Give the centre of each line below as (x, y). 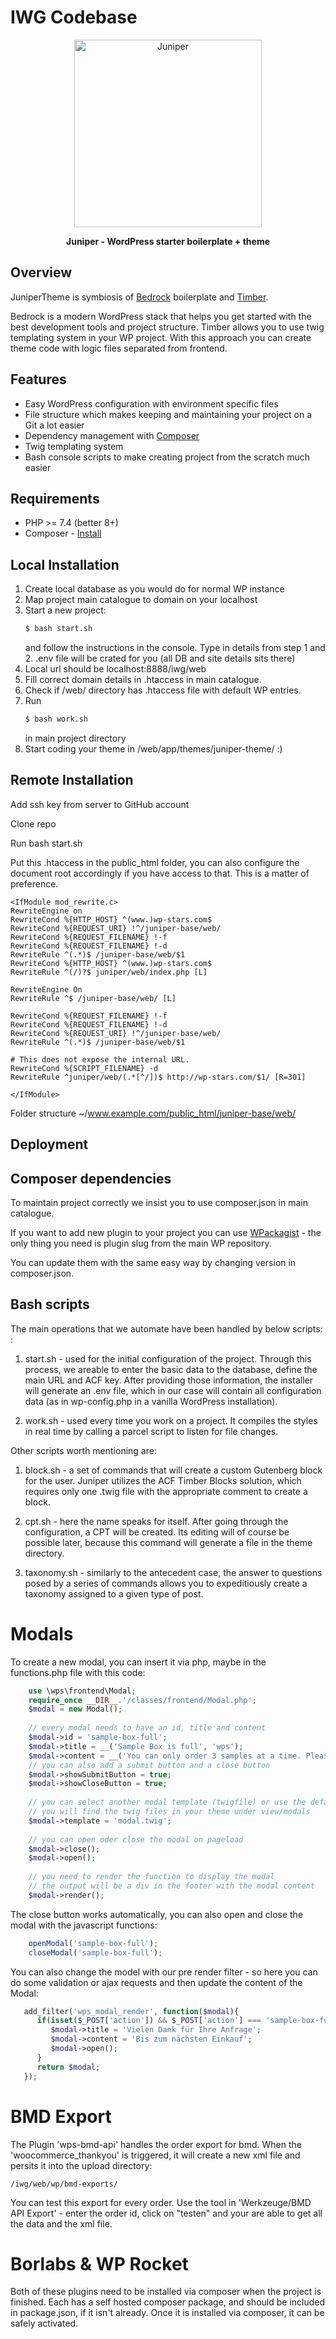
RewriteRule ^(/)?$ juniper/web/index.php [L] (109, 972)
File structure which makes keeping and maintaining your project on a (168, 414)
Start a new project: (65, 610)
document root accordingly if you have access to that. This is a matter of (160, 873)
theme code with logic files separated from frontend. (119, 348)
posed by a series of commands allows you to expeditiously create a (166, 1583)
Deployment (49, 1144)
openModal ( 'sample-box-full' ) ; (93, 1943)
